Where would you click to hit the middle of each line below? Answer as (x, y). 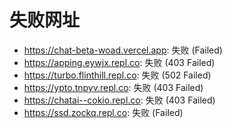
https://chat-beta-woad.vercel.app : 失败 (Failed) (123, 50)
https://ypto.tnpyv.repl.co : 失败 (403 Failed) (113, 87)
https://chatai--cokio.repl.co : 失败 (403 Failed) (119, 100)
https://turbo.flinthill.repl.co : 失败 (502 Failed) (117, 75)
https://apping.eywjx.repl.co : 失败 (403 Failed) (119, 62)
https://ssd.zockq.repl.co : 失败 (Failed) (103, 112)
